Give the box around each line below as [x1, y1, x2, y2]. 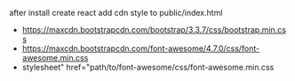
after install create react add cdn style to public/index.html [9, 8, 223, 18]
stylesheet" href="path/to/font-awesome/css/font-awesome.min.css [21, 62, 275, 72]
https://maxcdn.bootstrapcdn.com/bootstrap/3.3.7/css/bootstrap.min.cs [21, 25, 287, 34]
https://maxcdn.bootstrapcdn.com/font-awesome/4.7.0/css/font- [21, 43, 260, 54]
